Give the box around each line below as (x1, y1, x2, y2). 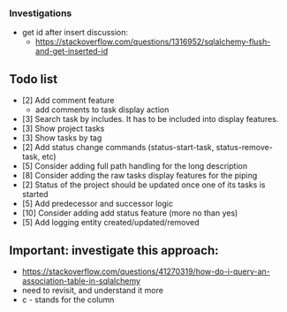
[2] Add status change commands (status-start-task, (21, 142, 215, 153)
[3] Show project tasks (21, 123, 105, 134)
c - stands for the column (21, 294, 115, 305)
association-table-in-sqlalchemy (21, 275, 141, 285)
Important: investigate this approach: (9, 242, 219, 258)
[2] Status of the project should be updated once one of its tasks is (21, 179, 266, 190)
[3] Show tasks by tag (21, 133, 102, 143)
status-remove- (215, 142, 274, 153)
